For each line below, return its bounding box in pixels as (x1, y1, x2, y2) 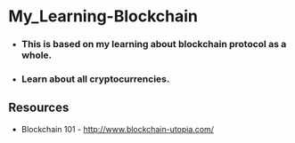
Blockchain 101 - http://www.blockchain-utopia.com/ (20, 123, 215, 134)
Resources (8, 100, 70, 115)
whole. (20, 49, 53, 61)
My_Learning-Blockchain (8, 6, 198, 27)
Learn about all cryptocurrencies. (20, 73, 170, 85)
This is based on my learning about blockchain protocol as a (20, 38, 287, 51)
